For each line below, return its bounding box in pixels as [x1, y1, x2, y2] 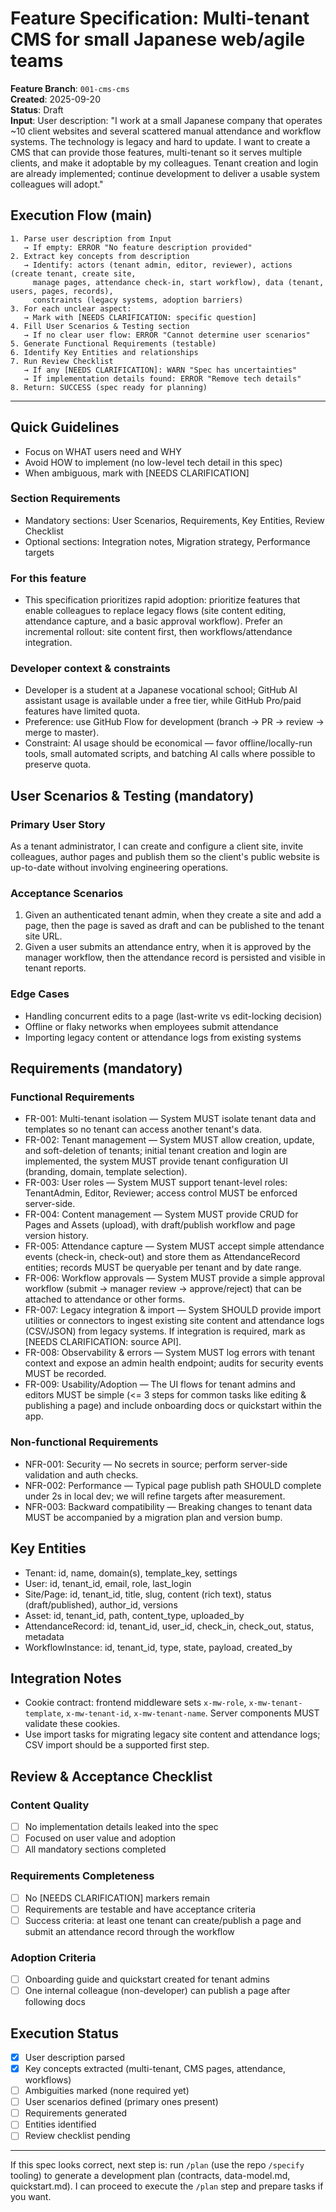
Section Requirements [10, 492, 121, 506]
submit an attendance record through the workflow [24, 1925, 235, 1937]
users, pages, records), [10, 286, 114, 296]
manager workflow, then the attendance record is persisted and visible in [24, 952, 326, 964]
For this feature [10, 571, 87, 585]
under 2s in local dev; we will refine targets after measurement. [24, 1490, 286, 1502]
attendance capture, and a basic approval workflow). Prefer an [24, 615, 283, 627]
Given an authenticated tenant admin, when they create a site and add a [24, 909, 322, 921]
